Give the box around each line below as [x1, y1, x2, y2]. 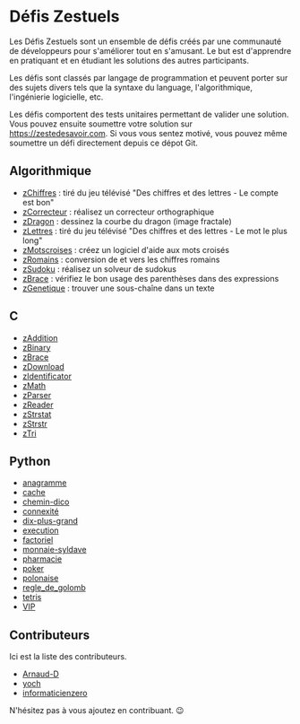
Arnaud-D [21, 668, 60, 679]
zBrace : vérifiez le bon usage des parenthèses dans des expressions [21, 273, 279, 283]
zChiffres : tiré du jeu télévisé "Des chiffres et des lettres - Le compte [21, 187, 279, 198]
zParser [21, 389, 52, 400]
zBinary [21, 342, 51, 353]
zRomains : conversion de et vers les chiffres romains [21, 254, 220, 265]
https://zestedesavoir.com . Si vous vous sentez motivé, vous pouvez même [9, 127, 288, 138]
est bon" [21, 196, 55, 207]
